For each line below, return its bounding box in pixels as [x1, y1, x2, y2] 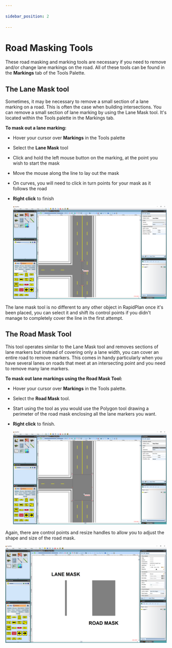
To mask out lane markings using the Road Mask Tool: [5, 375, 122, 382]
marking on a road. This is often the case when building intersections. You [5, 104, 162, 110]
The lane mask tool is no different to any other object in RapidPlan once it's [5, 304, 164, 310]
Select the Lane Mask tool [12, 145, 69, 151]
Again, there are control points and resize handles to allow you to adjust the [5, 529, 165, 535]
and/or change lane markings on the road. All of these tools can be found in [5, 64, 165, 70]
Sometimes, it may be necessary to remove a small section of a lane [5, 98, 149, 105]
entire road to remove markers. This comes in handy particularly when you [5, 354, 163, 361]
